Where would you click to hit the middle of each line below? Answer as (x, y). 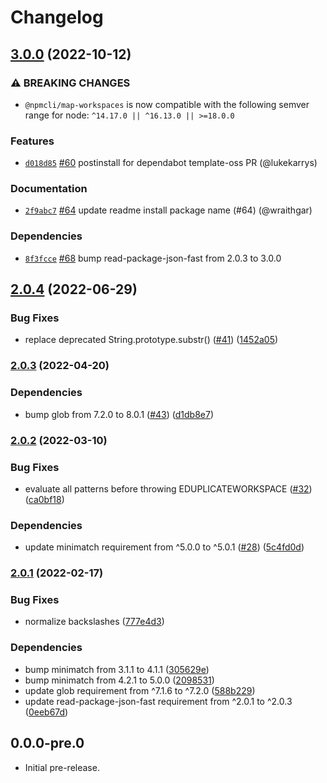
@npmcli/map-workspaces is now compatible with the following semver (167, 104)
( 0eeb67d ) (46, 712)
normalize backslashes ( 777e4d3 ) (94, 622)
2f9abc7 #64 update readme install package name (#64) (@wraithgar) (168, 210)
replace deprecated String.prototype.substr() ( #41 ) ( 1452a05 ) (151, 340)
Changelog (57, 17)
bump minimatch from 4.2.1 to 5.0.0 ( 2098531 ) (119, 680)
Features (32, 141)
